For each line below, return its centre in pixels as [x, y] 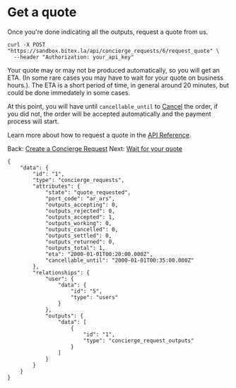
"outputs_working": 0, [78, 223]
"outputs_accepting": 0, [82, 205]
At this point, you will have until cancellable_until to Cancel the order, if [113, 106]
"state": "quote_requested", [88, 192]
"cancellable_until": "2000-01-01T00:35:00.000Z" [119, 260]
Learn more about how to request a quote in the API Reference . [99, 135]
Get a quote [42, 12]
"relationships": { [61, 272]
